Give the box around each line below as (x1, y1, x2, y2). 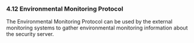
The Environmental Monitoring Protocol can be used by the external (6, 18, 173, 25)
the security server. (6, 31, 54, 38)
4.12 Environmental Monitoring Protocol (6, 5, 124, 13)
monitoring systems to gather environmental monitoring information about (6, 24, 188, 31)
